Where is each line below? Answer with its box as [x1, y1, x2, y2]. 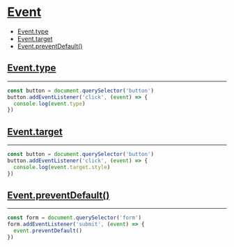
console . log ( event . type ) [13, 100, 86, 107]
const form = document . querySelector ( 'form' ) [7, 214, 141, 221]
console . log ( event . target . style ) [13, 164, 111, 170]
